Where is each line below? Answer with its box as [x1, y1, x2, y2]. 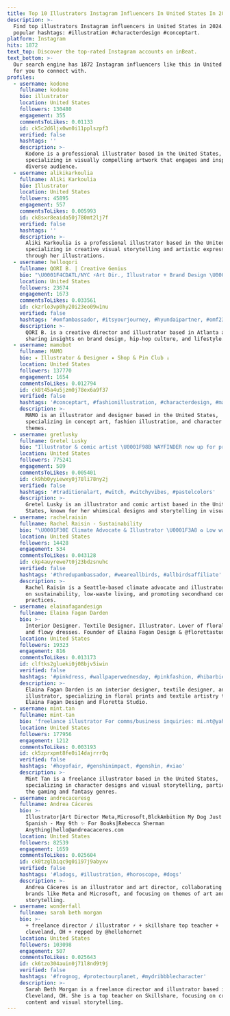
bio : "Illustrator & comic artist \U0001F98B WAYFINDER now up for [19, 444, 216, 451]
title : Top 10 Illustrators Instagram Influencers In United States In [7, 10, 216, 17]
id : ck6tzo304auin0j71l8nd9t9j [19, 960, 109, 967]
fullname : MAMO [19, 348, 63, 355]
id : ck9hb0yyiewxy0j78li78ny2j [19, 475, 109, 482]
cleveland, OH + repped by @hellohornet [25, 928, 142, 935]
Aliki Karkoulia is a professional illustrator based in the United [25, 239, 225, 247]
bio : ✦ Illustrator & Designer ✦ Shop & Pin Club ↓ [19, 355, 170, 362]
